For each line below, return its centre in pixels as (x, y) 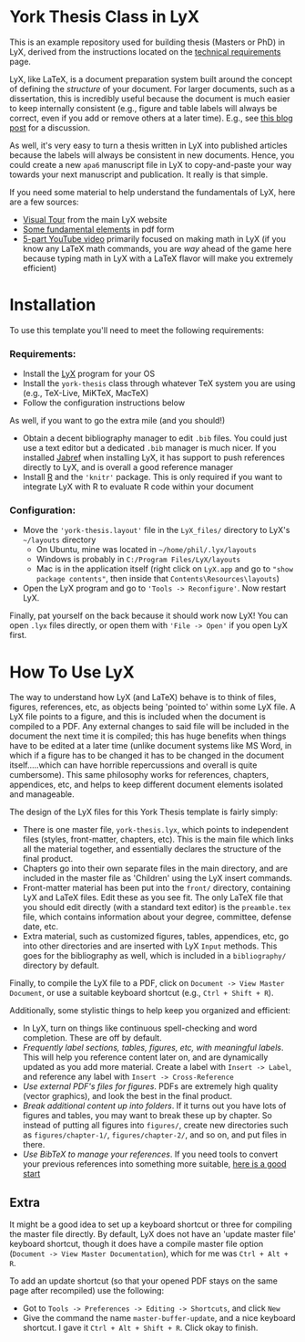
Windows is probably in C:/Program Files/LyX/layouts (138, 560)
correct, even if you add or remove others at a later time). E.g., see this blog (151, 118)
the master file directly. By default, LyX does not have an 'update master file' (152, 1234)
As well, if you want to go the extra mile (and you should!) (117, 421)
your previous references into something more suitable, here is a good (154, 1164)
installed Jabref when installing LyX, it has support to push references (153, 457)
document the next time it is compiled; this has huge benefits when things (148, 736)
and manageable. (42, 794)
